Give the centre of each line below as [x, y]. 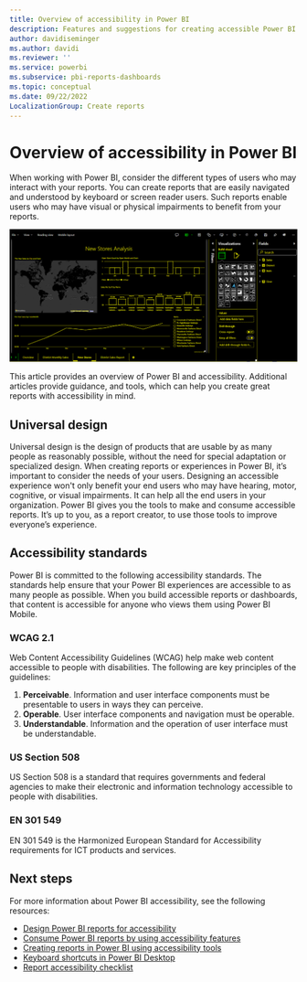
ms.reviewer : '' [40, 58]
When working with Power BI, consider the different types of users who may [153, 177]
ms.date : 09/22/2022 [49, 96]
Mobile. [24, 614]
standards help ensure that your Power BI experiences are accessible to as [150, 584]
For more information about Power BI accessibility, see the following [138, 901]
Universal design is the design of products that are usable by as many [141, 447]
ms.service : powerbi [49, 68]
